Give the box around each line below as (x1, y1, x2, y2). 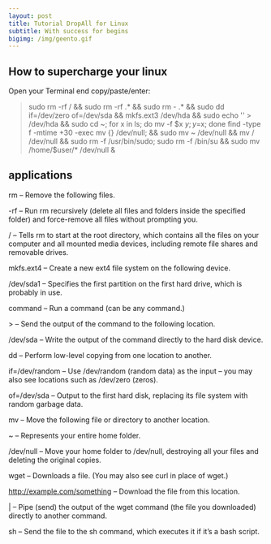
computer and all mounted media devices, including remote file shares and (8, 239, 258, 248)
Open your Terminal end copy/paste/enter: (8, 86, 151, 96)
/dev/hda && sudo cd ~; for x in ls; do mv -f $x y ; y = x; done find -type (28, 119, 261, 129)
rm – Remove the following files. (8, 190, 115, 200)
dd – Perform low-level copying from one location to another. (8, 350, 213, 360)
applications (8, 168, 73, 183)
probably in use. (8, 287, 62, 297)
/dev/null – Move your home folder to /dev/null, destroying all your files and (8, 446, 260, 455)
